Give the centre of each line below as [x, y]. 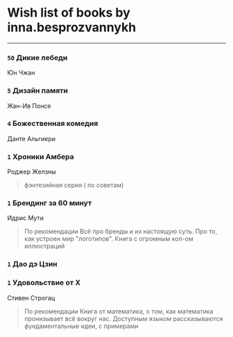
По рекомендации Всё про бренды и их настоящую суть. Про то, [120, 231]
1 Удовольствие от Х [44, 283]
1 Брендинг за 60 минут [50, 203]
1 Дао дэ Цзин [32, 264]
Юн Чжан [21, 73]
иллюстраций [44, 246]
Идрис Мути [25, 218]
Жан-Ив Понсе [29, 106]
